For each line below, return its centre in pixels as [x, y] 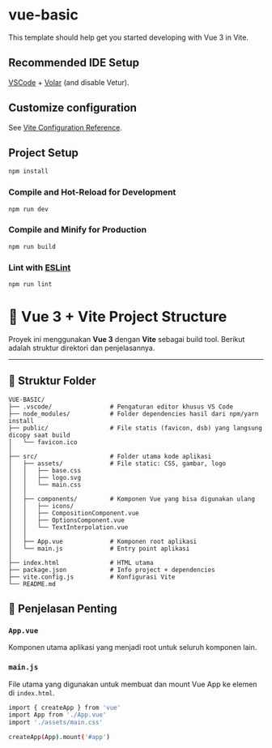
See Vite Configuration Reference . [66, 127]
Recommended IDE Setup [74, 63]
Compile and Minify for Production [78, 230]
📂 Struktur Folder [52, 381]
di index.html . [32, 692]
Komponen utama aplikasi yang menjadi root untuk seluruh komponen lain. [133, 648]
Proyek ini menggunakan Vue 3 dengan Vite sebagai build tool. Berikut [127, 339]
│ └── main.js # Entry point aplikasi [99, 549]
